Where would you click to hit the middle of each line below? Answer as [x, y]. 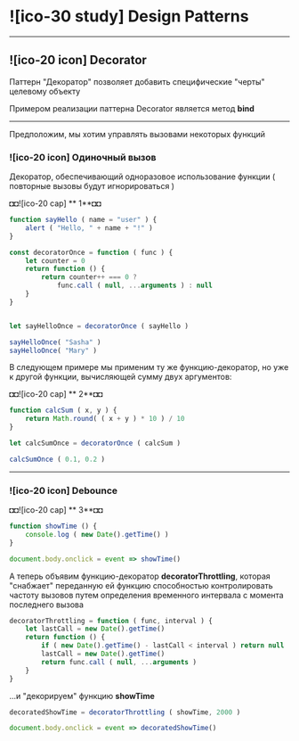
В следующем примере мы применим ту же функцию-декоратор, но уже [149, 367]
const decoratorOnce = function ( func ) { [91, 252]
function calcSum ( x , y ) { [63, 411]
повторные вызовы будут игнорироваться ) [92, 186]
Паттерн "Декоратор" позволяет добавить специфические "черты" [137, 81]
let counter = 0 [56, 260]
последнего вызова [47, 605]
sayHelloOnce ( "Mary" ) [53, 350]
